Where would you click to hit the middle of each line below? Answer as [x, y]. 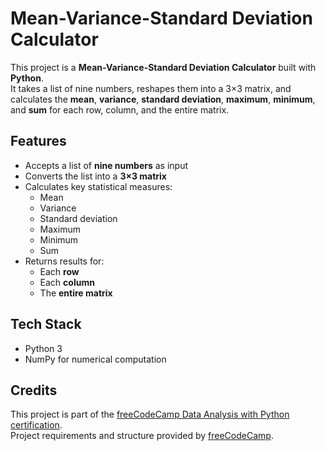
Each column [67, 282]
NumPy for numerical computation [95, 359]
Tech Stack [46, 324]
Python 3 [43, 348]
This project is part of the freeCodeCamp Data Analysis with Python [150, 414]
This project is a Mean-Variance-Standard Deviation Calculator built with [163, 67]
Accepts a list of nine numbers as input [106, 165]
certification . [36, 425]
